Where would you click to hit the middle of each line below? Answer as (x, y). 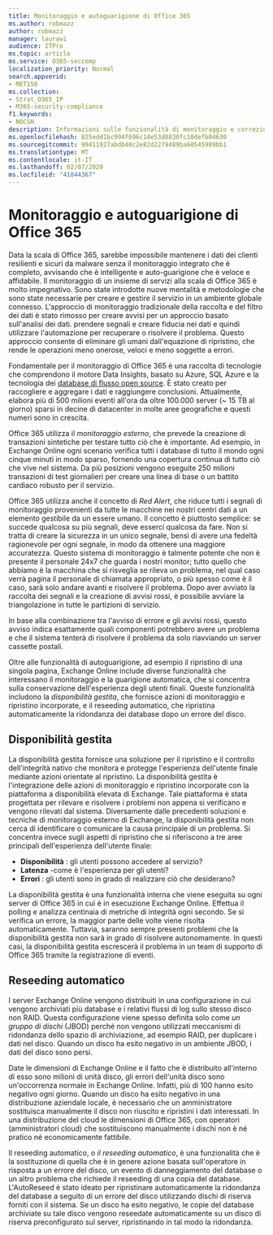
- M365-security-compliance (56, 107)
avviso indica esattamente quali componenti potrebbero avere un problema (134, 629)
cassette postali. (36, 646)
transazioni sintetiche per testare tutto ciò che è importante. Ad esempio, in (134, 442)
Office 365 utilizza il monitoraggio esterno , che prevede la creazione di (127, 433)
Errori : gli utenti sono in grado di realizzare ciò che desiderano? (128, 879)
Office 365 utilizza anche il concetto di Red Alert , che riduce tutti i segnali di (135, 500)
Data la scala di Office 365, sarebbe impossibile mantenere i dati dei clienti (133, 255)
